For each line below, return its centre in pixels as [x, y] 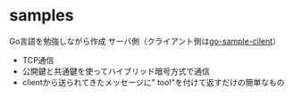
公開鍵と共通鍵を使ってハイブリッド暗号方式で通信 [116, 71]
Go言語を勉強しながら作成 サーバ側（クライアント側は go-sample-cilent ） [145, 41]
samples [42, 16]
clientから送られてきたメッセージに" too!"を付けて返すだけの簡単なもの [153, 82]
